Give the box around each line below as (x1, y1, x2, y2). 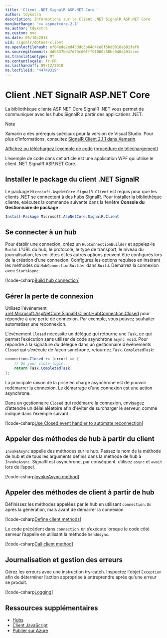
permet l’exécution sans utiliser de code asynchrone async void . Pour (5, 336, 148, 342)
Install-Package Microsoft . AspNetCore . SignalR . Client (5, 214, 120, 219)
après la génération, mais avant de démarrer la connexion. (5, 506, 125, 513)
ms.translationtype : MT (5, 54, 55, 59)
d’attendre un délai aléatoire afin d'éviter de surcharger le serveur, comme (5, 405, 158, 411)
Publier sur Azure (12, 627, 48, 633)
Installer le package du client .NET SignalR (5, 175, 140, 184)
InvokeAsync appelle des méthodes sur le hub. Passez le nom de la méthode (5, 448, 161, 454)
